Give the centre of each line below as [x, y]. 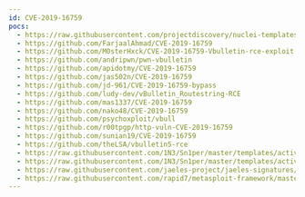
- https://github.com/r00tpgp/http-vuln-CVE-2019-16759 [125, 128]
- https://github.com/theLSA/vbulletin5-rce [102, 144]
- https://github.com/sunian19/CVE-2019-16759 [107, 136]
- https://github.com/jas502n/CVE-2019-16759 [105, 77]
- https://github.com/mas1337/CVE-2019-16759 [105, 102]
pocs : [19, 26]
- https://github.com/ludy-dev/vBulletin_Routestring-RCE [129, 94]
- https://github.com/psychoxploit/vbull [97, 119]
